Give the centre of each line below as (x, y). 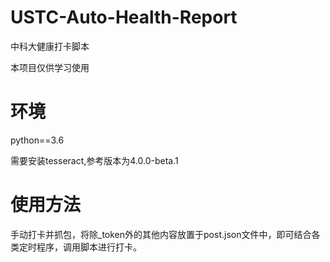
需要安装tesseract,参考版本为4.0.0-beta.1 (94, 160)
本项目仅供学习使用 (50, 67)
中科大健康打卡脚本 (50, 46)
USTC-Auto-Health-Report (124, 17)
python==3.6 (37, 140)
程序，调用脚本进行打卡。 (89, 247)
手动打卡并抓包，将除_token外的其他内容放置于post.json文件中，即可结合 (161, 234)
